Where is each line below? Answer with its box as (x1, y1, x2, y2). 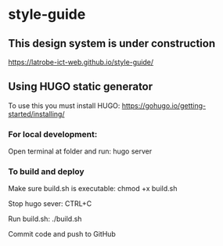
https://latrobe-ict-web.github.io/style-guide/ (8, 57, 154, 67)
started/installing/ (8, 109, 65, 118)
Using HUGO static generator (8, 80, 153, 93)
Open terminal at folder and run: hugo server (8, 147, 153, 156)
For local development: (8, 128, 98, 139)
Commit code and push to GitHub (8, 230, 116, 239)
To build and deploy (8, 166, 85, 177)
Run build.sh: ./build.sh (8, 214, 82, 224)
